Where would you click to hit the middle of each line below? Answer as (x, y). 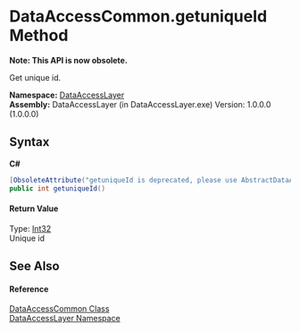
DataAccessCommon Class (59, 309)
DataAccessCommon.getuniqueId (138, 17)
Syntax (29, 142)
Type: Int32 (30, 228)
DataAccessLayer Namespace (65, 319)
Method (39, 35)
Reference (29, 289)
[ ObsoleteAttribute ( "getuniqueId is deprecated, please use (124, 180)
